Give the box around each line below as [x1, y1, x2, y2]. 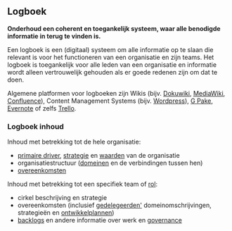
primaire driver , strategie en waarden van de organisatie [17, 151, 181, 160]
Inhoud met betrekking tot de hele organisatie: [7, 137, 141, 146]
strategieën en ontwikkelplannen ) [17, 208, 115, 217]
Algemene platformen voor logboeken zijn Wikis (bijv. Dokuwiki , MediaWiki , [7, 89, 226, 97]
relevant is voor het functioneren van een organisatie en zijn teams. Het [7, 53, 214, 61]
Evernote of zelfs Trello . [7, 104, 77, 112]
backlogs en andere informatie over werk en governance [17, 216, 183, 225]
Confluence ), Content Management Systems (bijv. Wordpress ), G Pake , [7, 96, 213, 105]
